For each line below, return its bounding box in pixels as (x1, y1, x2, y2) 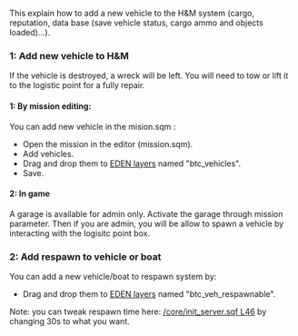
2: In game (9, 188, 50, 199)
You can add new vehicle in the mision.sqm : (9, 121, 176, 132)
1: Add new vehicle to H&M (9, 49, 129, 62)
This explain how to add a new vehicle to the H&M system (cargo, (9, 8, 254, 18)
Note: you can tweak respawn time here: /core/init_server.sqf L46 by (9, 306, 267, 317)
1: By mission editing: (9, 100, 92, 112)
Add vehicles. (22, 148, 74, 159)
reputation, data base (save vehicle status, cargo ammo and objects (9, 17, 263, 28)
